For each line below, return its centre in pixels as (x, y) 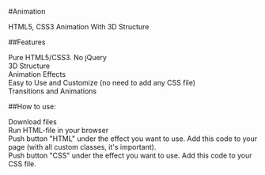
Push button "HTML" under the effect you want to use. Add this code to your (133, 139)
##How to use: (32, 107)
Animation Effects (37, 74)
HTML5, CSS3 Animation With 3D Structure (79, 27)
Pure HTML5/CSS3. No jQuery (57, 57)
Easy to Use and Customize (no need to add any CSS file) (102, 83)
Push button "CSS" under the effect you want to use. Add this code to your (130, 155)
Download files (32, 122)
